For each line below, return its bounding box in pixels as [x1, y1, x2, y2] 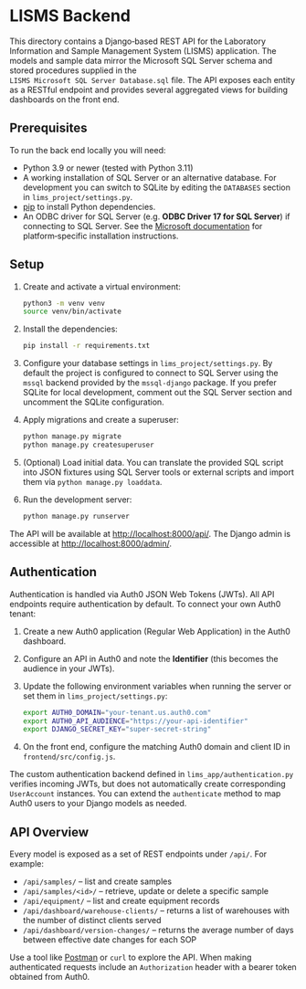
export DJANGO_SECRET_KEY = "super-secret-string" [22, 725, 212, 734]
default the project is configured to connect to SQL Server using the [22, 367, 279, 379]
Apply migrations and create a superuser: [22, 415, 180, 426]
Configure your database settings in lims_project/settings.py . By [22, 358, 273, 369]
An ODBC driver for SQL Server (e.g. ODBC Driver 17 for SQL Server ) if [22, 211, 290, 222]
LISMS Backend [9, 5, 131, 26]
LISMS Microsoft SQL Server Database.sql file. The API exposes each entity [9, 74, 295, 85]
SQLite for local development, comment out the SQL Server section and [22, 387, 292, 398]
